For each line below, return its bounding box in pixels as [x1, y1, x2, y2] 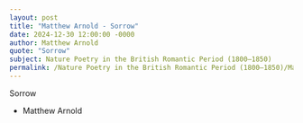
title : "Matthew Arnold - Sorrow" [9, 22, 140, 31]
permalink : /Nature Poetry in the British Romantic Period [9, 64, 236, 73]
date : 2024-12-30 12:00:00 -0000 [9, 30, 135, 39]
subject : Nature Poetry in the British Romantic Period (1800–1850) [9, 55, 272, 64]
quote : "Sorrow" [9, 47, 70, 56]
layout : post [9, 13, 59, 22]
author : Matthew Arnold [9, 38, 99, 48]
